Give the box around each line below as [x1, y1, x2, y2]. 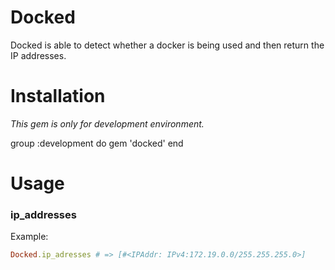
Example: [10, 231, 49, 243]
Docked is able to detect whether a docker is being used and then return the [10, 39, 325, 51]
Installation [10, 85, 106, 108]
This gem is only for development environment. [10, 117, 205, 130]
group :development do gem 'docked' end [10, 137, 184, 149]
